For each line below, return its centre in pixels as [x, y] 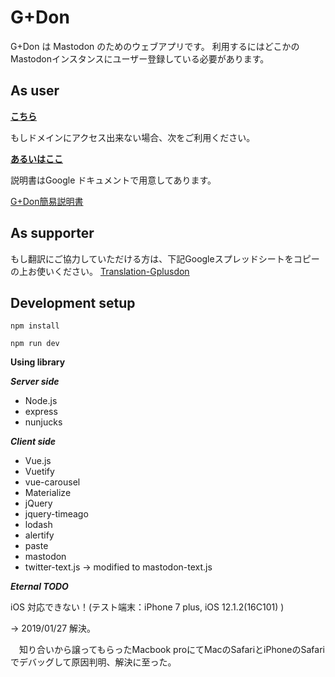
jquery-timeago [56, 514]
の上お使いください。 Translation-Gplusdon [100, 271]
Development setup [73, 302]
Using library [38, 362]
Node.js [41, 401]
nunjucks [43, 422]
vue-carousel [52, 482]
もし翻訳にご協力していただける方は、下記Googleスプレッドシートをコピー [165, 258]
